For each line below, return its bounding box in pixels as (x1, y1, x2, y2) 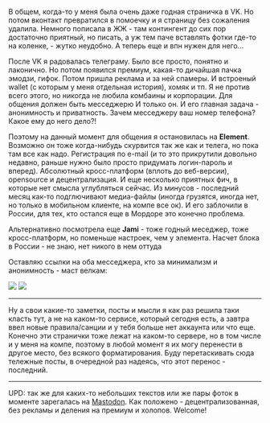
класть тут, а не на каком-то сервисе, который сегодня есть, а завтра (8, 314, 250, 323)
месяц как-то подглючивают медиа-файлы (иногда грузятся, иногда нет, (8, 192, 260, 201)
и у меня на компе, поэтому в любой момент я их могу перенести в (8, 339, 243, 349)
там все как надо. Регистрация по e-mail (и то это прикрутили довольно (8, 149, 257, 158)
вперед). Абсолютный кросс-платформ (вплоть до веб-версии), (8, 166, 230, 175)
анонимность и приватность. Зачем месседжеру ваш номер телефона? (8, 108, 256, 117)
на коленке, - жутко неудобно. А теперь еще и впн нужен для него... (8, 41, 244, 51)
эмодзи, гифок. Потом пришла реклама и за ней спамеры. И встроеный (8, 74, 256, 83)
